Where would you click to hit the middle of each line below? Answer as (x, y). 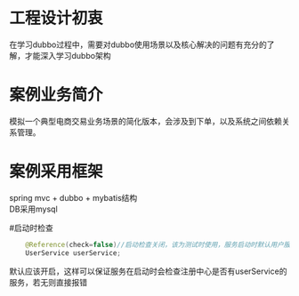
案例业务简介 (57, 95)
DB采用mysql (33, 209)
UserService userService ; (73, 253)
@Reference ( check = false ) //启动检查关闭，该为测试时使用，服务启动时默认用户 (155, 244)
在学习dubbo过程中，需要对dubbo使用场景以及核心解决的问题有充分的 (138, 44)
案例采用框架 (57, 172)
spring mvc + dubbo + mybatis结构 (73, 197)
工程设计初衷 (57, 18)
